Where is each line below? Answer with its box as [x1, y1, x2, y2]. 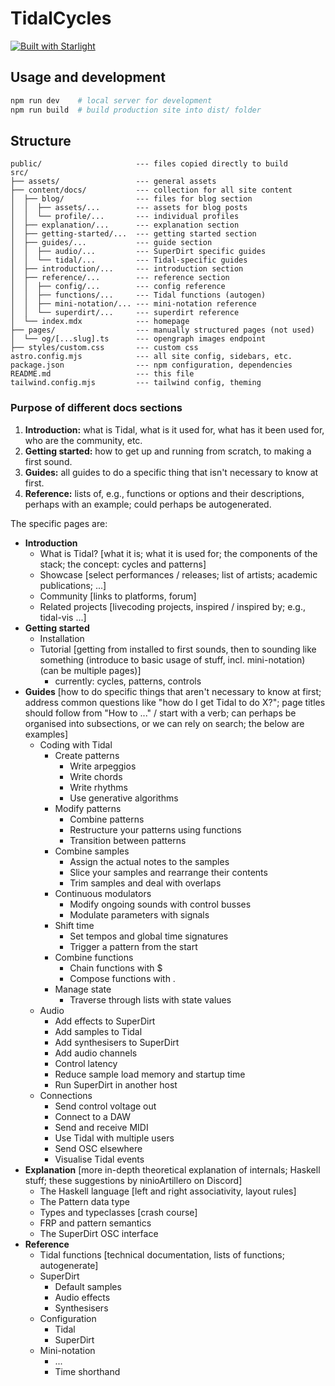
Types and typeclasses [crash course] [39, 1206, 198, 1218]
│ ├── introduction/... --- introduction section [10, 264, 244, 274]
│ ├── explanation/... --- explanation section [10, 220, 240, 231]
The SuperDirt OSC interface [39, 1227, 159, 1239]
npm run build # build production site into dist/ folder [10, 105, 262, 115]
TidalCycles [10, 7, 112, 30]
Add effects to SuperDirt [54, 1015, 156, 1027]
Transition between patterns [69, 834, 187, 846]
